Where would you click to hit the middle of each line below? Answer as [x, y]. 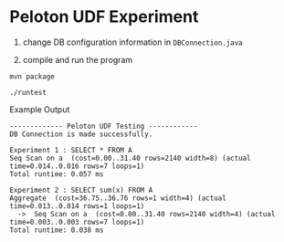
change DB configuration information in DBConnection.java [133, 42]
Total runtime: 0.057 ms [57, 174]
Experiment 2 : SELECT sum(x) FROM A [81, 190]
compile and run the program [78, 59]
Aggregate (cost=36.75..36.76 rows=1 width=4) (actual [118, 198]
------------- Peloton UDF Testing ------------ [104, 126]
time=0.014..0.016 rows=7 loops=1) [77, 166]
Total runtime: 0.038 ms [57, 230]
